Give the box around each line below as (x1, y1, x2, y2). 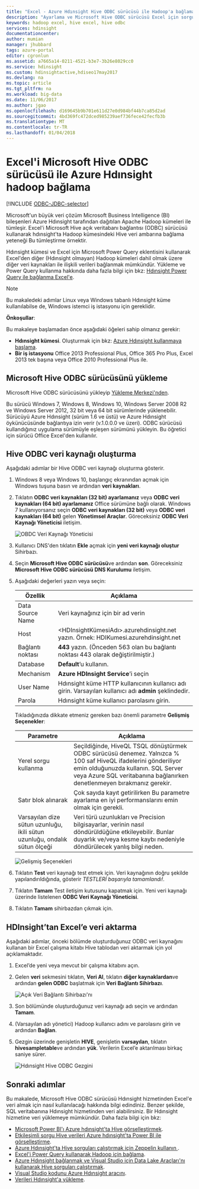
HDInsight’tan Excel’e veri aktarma (6, 922, 137, 932)
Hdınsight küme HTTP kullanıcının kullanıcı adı (58, 680, 187, 688)
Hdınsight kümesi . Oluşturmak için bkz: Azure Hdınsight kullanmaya (14, 337, 182, 344)
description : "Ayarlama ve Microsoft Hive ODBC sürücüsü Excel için (6, 14, 179, 20)
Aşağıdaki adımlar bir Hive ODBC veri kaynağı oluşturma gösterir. (6, 464, 165, 472)
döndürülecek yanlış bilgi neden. (73, 842, 164, 851)
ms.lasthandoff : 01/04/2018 (6, 130, 76, 136)
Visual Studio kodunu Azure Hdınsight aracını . (14, 1169, 127, 1177)
